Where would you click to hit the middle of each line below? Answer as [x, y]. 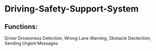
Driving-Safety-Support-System [72, 9]
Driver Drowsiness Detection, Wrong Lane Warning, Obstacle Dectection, [78, 38]
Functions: [21, 27]
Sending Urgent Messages [31, 43]
